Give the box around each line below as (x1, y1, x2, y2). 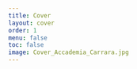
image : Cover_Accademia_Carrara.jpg (8, 48, 129, 56)
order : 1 (8, 26, 37, 34)
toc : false (8, 41, 44, 49)
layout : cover (8, 19, 55, 27)
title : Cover (8, 11, 51, 20)
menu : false (8, 33, 48, 42)
